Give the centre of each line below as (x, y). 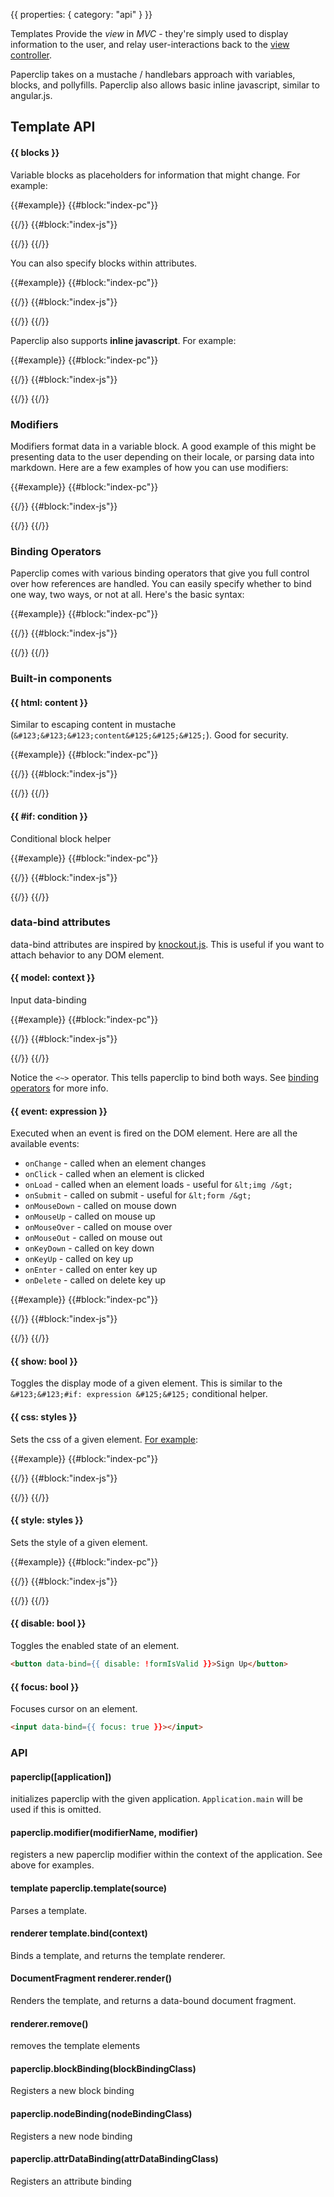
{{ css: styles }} (44, 1417)
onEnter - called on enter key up (91, 1270)
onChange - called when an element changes (115, 1163)
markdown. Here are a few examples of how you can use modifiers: (149, 467)
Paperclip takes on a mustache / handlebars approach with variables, (153, 74)
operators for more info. (59, 1088)
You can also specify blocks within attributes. (104, 263)
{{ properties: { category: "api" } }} (81, 14)
